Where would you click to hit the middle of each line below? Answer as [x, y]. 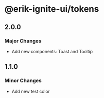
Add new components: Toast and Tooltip [52, 51]
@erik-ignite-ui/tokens [52, 9]
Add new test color [31, 91]
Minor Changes [23, 80]
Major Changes [23, 41]
